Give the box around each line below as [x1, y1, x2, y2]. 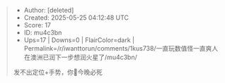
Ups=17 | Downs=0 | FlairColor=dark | [23, 36, 135, 44]
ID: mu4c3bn [23, 28, 62, 37]
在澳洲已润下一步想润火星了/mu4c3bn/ [23, 53, 137, 61]
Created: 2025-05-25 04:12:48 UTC [23, 13, 129, 22]
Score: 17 [23, 21, 51, 29]
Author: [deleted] [23, 6, 74, 14]
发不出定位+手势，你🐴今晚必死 [13, 68, 103, 76]
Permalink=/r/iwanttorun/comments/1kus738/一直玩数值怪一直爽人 [23, 44, 219, 52]
